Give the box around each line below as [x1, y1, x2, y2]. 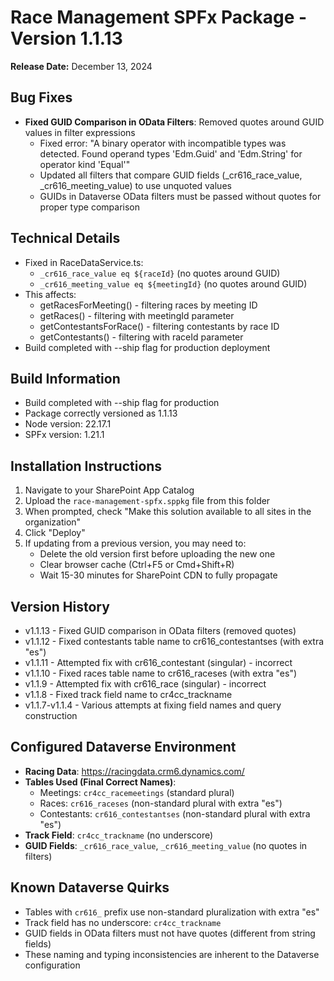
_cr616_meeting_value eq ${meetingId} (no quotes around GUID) [39, 277, 308, 290]
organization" [24, 516, 82, 528]
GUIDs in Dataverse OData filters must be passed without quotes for [39, 190, 322, 202]
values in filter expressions [24, 126, 136, 138]
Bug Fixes [10, 89, 73, 106]
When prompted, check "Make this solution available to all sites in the [24, 506, 312, 518]
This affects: [24, 288, 77, 300]
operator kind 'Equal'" [39, 158, 131, 170]
